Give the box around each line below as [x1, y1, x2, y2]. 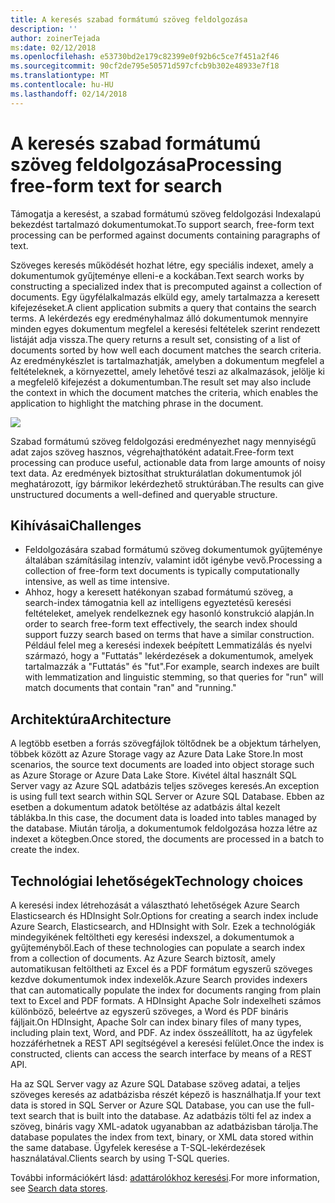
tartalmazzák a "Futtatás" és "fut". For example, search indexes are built [24, 661, 320, 673]
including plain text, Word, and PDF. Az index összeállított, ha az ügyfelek [10, 1027, 313, 1038]
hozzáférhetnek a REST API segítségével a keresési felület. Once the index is [10, 1037, 325, 1049]
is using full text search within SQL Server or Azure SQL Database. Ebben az [10, 791, 325, 803]
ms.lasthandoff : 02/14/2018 [10, 89, 128, 99]
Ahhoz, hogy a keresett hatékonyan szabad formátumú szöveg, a [24, 586, 293, 598]
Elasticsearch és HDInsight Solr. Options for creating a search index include [10, 910, 319, 921]
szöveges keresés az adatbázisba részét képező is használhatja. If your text [10, 1089, 321, 1100]
